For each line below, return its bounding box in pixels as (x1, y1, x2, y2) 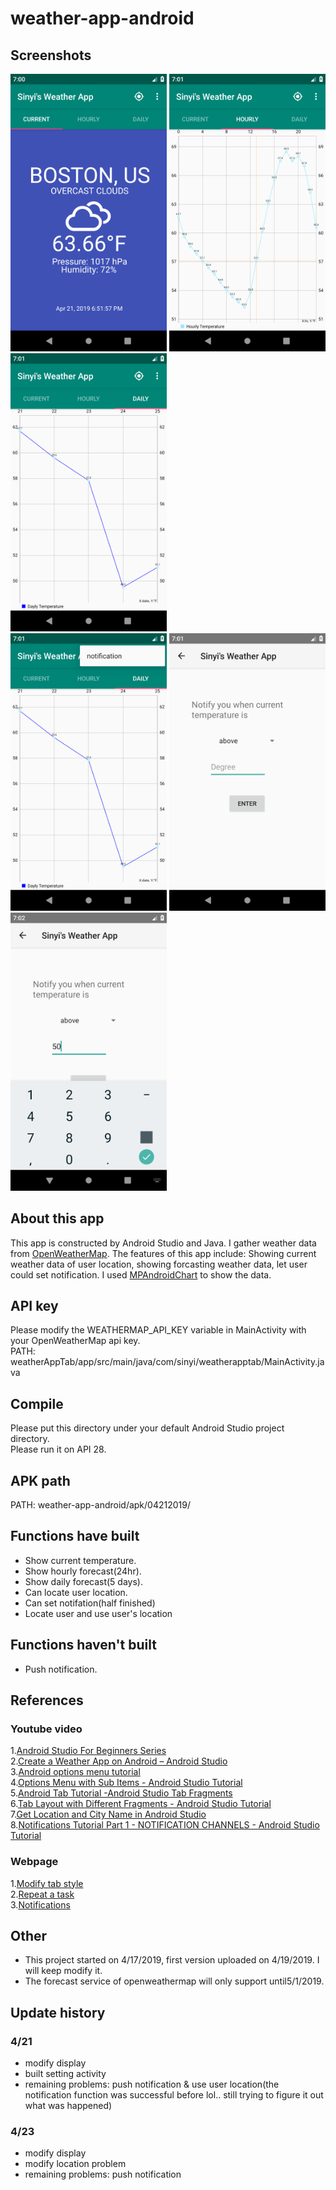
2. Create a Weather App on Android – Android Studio (10, 1755, 228, 1767)
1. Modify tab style (10, 1877, 84, 1889)
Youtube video (10, 1722, 83, 1736)
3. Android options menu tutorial (10, 1766, 141, 1778)
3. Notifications (10, 1898, 71, 1911)
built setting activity (24, 2068, 107, 2080)
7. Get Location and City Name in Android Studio (10, 1808, 207, 1821)
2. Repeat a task (10, 1888, 75, 1900)
